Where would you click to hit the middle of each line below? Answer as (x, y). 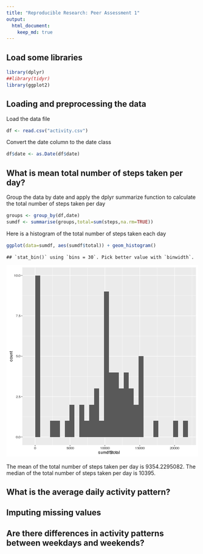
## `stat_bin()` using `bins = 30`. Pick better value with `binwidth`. (100, 257)
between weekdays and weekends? (75, 543)
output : (16, 19)
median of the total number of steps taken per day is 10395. (81, 473)
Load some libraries (45, 57)
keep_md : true (35, 32)
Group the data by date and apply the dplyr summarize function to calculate (101, 197)
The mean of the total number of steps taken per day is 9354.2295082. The (101, 466)
